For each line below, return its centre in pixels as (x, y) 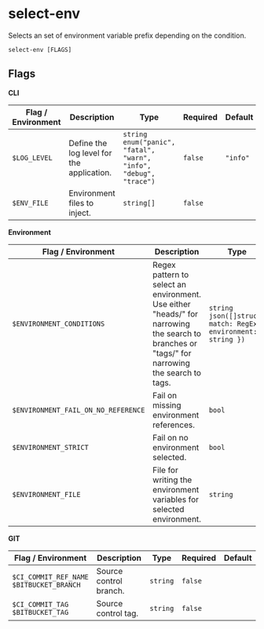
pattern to (171, 274)
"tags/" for (172, 353)
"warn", (137, 157)
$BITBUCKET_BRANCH (46, 585)
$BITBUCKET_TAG (40, 612)
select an (170, 284)
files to (81, 203)
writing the (172, 480)
